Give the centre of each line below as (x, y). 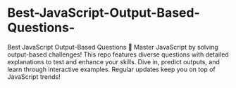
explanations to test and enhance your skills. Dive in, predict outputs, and (114, 61)
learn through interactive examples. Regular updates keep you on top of (112, 69)
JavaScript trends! (34, 76)
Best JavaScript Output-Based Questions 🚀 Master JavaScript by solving (113, 47)
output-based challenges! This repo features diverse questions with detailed (118, 54)
